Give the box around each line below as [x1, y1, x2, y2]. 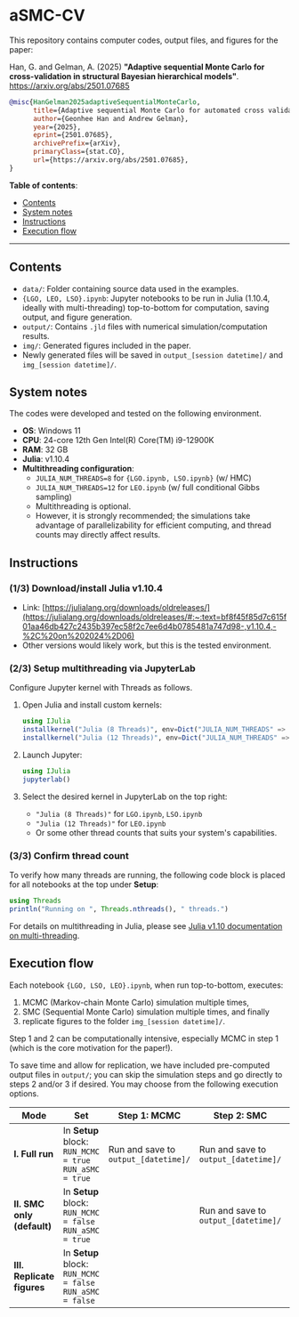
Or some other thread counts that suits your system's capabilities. [35, 827, 278, 837]
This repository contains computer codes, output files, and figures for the [9, 35, 279, 45]
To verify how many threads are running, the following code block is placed [9, 869, 286, 881]
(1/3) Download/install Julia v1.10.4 [9, 582, 163, 594]
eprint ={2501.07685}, [32, 131, 114, 140]
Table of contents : [9, 180, 78, 190]
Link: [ [21, 602, 46, 613]
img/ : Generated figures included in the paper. [21, 340, 191, 351]
